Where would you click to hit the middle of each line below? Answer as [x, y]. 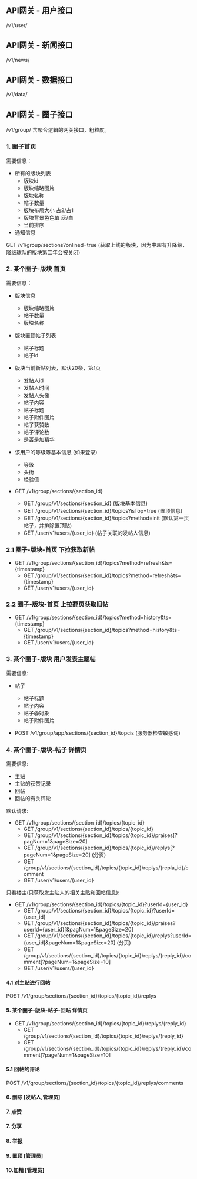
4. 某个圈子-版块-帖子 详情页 [46, 750]
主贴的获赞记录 [33, 784]
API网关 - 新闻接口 [39, 45]
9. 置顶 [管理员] [25, 1155]
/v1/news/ [18, 60]
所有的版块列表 [33, 173]
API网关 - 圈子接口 [39, 114]
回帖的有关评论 [33, 799]
